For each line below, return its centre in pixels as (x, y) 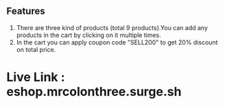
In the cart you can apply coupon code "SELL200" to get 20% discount (117, 42)
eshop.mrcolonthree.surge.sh (94, 92)
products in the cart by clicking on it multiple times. (89, 35)
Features (26, 11)
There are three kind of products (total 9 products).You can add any (112, 27)
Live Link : (36, 77)
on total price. (36, 49)
